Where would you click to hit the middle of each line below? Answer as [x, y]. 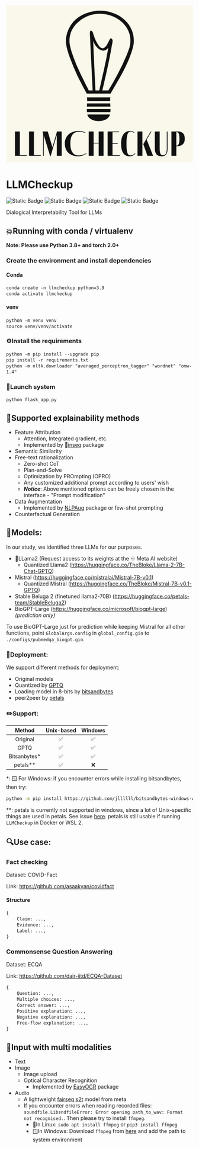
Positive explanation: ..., [51, 1012]
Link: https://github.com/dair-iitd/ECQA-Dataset [64, 976]
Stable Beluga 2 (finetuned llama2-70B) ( [65, 596]
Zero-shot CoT [41, 463]
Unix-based [61, 730]
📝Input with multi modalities [59, 1047]
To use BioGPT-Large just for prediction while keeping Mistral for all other [96, 626]
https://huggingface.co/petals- [152, 596]
